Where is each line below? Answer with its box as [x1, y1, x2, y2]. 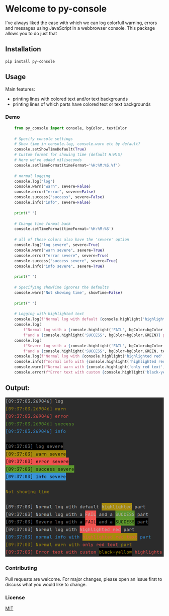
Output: [5, 383, 30, 393]
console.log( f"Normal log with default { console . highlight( [14, 317, 143, 322]
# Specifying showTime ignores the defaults [14, 285, 109, 290]
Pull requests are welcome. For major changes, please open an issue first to [5, 576, 162, 582]
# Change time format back [14, 221, 71, 226]
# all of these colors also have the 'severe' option [14, 237, 129, 242]
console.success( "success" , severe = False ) [14, 195, 105, 200]
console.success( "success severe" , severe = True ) [14, 258, 118, 263]
